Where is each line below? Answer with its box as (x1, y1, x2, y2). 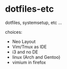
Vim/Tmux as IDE (12, 44, 47, 49)
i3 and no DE (12, 49, 38, 55)
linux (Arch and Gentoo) (12, 54, 61, 60)
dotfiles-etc (5, 3, 54, 15)
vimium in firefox (12, 59, 46, 65)
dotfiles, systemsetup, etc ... (5, 20, 62, 25)
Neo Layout (12, 38, 36, 45)
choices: (5, 29, 22, 35)
